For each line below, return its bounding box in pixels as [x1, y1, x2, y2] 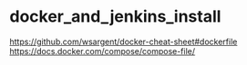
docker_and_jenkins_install [9, 6, 221, 27]
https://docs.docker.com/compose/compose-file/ [9, 45, 196, 56]
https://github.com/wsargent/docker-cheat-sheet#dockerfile [9, 36, 238, 47]
